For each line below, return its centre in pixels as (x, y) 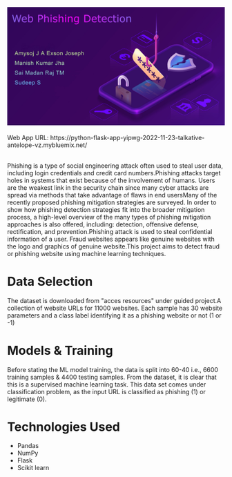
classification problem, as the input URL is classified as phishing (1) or (106, 391)
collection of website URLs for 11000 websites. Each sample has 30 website (115, 308)
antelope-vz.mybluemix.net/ (47, 145)
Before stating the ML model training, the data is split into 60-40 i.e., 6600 (113, 369)
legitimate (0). (27, 399)
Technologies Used (64, 427)
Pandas (28, 446)
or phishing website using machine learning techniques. (87, 253)
